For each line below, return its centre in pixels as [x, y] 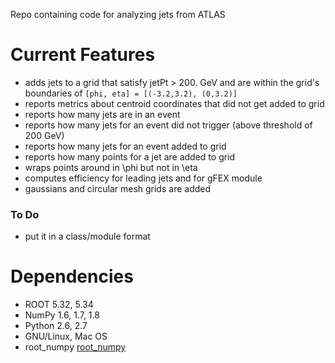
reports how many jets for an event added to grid [125, 146]
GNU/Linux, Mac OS [66, 336]
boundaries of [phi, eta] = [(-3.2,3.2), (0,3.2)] [131, 93]
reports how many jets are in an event [102, 114]
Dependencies [72, 276]
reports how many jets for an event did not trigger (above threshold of [168, 125]
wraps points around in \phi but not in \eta [111, 167]
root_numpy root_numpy [75, 347]
